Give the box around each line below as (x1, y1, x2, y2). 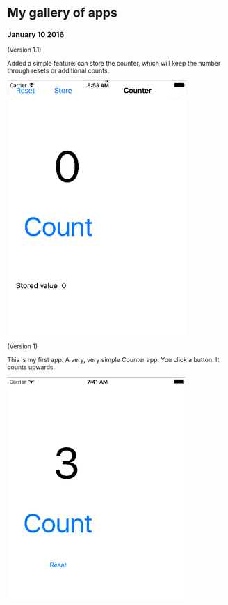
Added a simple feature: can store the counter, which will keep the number (7, 59, 221, 68)
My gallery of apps (7, 5, 118, 21)
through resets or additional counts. (7, 66, 110, 75)
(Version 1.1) (7, 45, 42, 54)
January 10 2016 (7, 30, 65, 40)
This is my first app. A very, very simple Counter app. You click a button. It (7, 356, 220, 364)
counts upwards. (7, 363, 56, 371)
